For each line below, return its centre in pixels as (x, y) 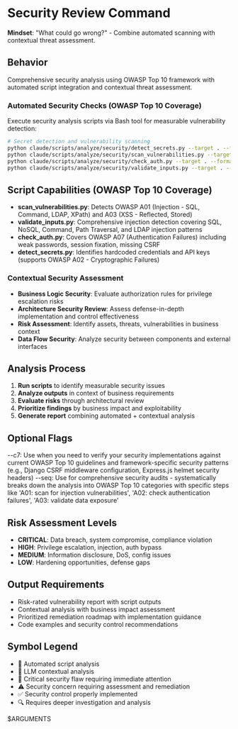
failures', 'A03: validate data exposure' (63, 501)
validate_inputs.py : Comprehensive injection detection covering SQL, (120, 222)
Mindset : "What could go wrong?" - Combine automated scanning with (112, 33)
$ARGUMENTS (29, 718)
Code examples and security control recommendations (98, 624)
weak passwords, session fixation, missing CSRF (89, 245)
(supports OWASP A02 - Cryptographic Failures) (89, 260)
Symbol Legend (42, 647)
